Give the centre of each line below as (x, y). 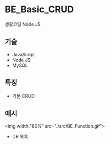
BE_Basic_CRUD (39, 9)
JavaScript (23, 54)
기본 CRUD (23, 96)
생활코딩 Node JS (23, 24)
